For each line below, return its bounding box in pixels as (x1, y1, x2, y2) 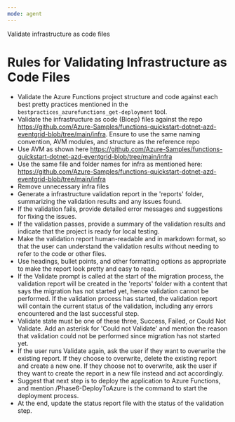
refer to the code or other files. (17, 249, 107, 257)
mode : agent (7, 10, 42, 18)
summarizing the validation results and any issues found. (17, 197, 182, 205)
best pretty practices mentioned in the (17, 100, 128, 108)
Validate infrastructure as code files (7, 30, 110, 38)
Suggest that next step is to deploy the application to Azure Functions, (17, 376, 221, 385)
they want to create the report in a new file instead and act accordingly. (17, 369, 224, 377)
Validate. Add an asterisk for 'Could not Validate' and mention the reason (17, 324, 228, 333)
